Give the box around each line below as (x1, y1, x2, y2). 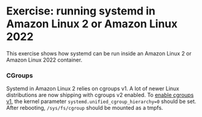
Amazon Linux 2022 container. (6, 56, 83, 63)
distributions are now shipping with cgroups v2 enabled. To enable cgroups (6, 92, 194, 99)
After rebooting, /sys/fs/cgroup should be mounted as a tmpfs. (6, 104, 163, 112)
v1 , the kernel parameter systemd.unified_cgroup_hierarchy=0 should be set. (6, 98, 197, 105)
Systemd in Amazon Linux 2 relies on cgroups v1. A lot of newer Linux (6, 85, 180, 92)
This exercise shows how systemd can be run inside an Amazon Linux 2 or (6, 49, 192, 57)
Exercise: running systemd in (6, 4, 156, 18)
